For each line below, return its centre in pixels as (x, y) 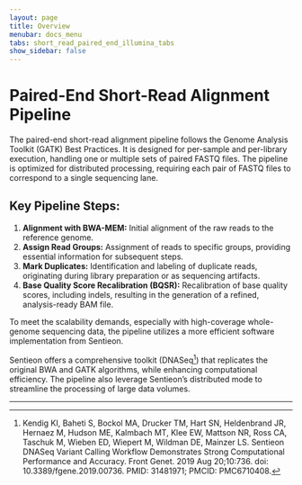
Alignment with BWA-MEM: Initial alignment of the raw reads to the (148, 228)
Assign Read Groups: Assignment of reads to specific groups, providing (156, 247)
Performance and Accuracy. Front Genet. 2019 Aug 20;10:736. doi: (145, 461)
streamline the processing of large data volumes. (100, 389)
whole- (260, 321)
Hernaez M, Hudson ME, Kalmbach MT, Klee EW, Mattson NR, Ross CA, (155, 432)
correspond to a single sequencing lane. (84, 178)
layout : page (34, 18)
